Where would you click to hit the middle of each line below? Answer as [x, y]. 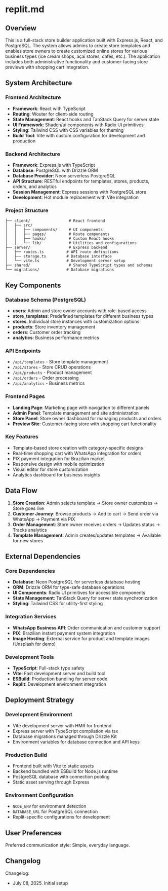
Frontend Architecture [33, 97]
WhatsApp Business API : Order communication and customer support [86, 627]
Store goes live [28, 508]
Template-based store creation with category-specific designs [78, 448]
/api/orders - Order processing [46, 378]
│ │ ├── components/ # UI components [54, 230]
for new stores [28, 540]
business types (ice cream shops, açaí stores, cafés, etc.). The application [83, 56]
